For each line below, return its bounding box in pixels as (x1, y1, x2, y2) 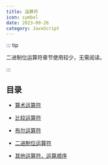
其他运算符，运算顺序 (14, 152, 67, 160)
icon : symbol (6, 14, 39, 20)
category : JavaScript (6, 25, 60, 32)
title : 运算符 (6, 8, 39, 15)
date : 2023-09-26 (6, 20, 49, 26)
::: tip (6, 42, 19, 49)
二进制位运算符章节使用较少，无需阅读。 (6, 54, 105, 61)
